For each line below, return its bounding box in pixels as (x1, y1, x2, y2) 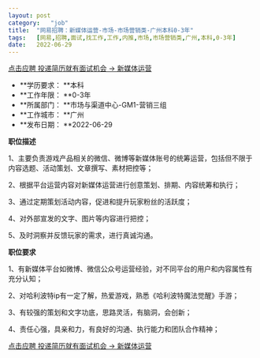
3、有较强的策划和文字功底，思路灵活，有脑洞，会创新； (8, 307, 192, 317)
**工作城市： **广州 (19, 110, 84, 119)
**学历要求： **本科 (19, 81, 84, 90)
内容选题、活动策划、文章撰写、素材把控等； (8, 164, 154, 173)
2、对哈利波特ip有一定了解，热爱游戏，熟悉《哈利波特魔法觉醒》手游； (8, 291, 240, 300)
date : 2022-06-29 (8, 41, 72, 49)
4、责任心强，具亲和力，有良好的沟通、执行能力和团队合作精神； (8, 325, 221, 334)
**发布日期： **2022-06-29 (19, 120, 113, 130)
